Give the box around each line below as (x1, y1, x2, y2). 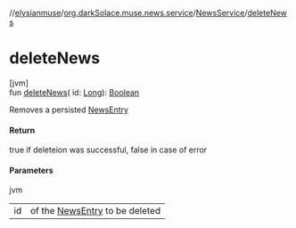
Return (9, 125, 36, 135)
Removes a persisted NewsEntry (9, 104, 129, 115)
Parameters (9, 165, 53, 175)
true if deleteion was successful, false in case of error (9, 144, 208, 155)
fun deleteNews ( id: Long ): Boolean (9, 86, 140, 97)
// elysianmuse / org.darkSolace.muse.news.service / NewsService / (9, 8, 248, 18)
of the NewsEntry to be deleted (29, 205, 161, 217)
